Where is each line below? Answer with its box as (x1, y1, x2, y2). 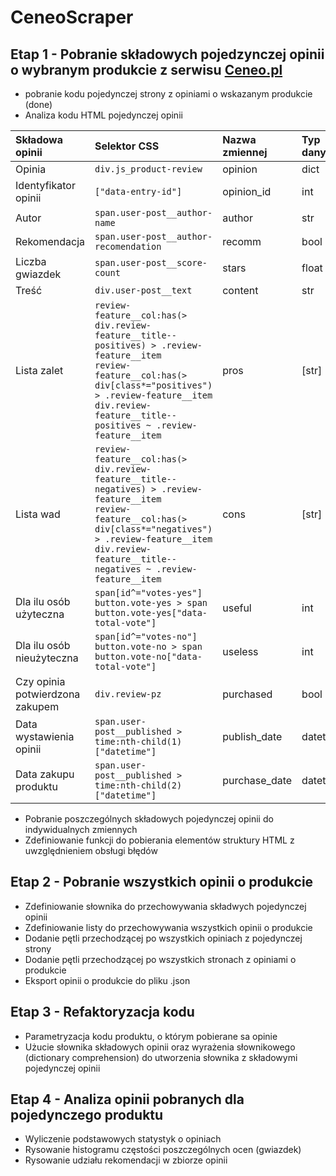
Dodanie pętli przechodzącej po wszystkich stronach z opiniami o (24, 953, 297, 965)
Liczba (15, 255, 47, 268)
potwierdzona (15, 687, 81, 701)
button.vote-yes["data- (94, 607, 208, 618)
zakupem (15, 700, 60, 713)
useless (222, 645, 259, 658)
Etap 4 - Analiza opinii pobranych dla (10, 1091, 245, 1108)
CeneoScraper (10, 6, 134, 29)
